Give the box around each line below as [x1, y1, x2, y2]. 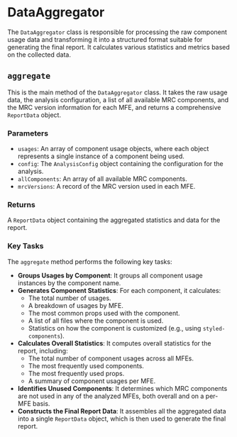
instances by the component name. [17, 278, 121, 287]
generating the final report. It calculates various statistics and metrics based [7, 43, 231, 51]
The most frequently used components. [28, 361, 144, 370]
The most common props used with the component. [28, 309, 180, 317]
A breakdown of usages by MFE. [28, 301, 124, 309]
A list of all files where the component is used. [28, 316, 164, 325]
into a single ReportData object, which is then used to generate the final [17, 414, 226, 423]
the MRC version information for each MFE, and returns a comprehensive [7, 103, 221, 111]
